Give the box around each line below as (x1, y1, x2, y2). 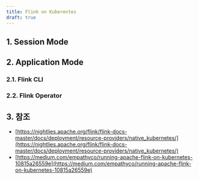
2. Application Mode (6, 57, 84, 68)
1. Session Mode (6, 37, 69, 47)
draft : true (6, 14, 36, 20)
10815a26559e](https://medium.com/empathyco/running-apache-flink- (14, 160, 192, 167)
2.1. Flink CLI (6, 75, 44, 84)
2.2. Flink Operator (6, 92, 63, 100)
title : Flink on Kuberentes (6, 8, 77, 15)
